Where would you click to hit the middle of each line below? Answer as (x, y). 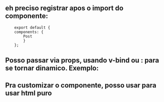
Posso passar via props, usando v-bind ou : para (82, 60)
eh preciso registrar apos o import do (64, 8)
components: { (29, 32)
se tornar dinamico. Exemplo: (52, 68)
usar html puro (29, 93)
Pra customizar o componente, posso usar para (81, 85)
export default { (32, 27)
